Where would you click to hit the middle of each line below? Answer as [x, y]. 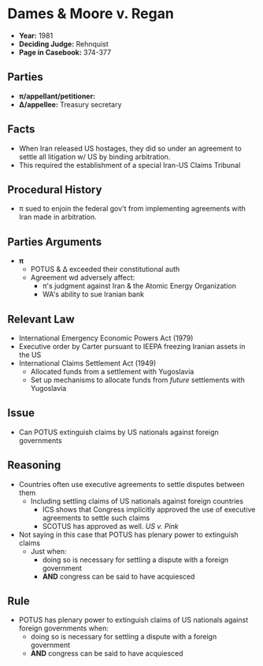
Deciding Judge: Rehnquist [64, 43]
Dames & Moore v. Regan [91, 14]
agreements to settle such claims [96, 518]
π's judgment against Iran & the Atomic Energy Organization [139, 286]
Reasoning [34, 465]
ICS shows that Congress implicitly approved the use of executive [149, 509]
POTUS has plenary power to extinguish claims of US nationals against [133, 620]
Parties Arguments [55, 242]
